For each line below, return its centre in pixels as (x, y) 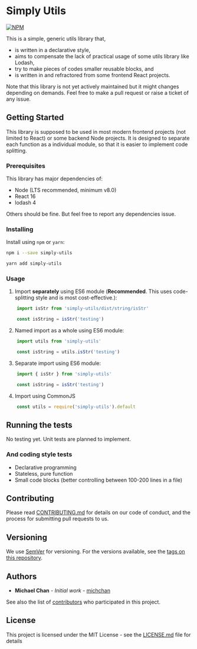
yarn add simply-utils (34, 263)
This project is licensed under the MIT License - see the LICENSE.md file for (98, 634)
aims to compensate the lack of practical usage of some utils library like (102, 56)
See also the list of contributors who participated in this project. (83, 602)
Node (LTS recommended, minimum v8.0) (65, 190)
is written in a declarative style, (52, 50)
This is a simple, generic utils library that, (56, 38)
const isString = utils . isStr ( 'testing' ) (68, 352)
